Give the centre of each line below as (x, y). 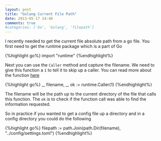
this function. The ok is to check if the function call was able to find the (76, 99)
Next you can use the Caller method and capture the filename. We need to (80, 65)
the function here (22, 75)
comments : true (20, 23)
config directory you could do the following (48, 119)
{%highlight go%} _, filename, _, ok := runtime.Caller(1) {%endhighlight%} (79, 85)
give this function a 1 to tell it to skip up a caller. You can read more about (78, 70)
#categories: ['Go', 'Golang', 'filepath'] (50, 28)
